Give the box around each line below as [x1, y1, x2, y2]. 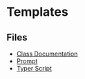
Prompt [16, 57, 38, 65]
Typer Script [16, 65, 53, 72]
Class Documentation [16, 49, 78, 58]
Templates [6, 4, 68, 20]
